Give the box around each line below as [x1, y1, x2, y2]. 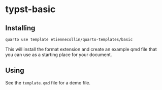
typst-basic [5, 4, 56, 15]
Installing [5, 24, 36, 32]
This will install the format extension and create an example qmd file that [5, 46, 157, 52]
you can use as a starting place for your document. [5, 52, 112, 58]
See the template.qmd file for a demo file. [5, 79, 90, 85]
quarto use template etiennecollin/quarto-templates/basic [5, 37, 133, 42]
